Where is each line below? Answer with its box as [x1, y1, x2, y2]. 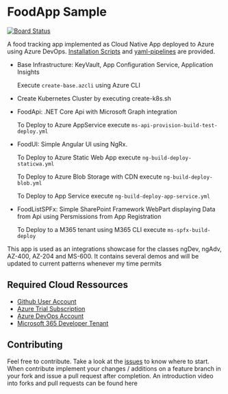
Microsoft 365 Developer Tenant [16, 319, 109, 327]
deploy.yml [16, 128, 49, 135]
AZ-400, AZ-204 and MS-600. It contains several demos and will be [7, 252, 199, 260]
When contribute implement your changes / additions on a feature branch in [7, 364, 221, 373]
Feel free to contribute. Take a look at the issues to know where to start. [7, 357, 210, 365]
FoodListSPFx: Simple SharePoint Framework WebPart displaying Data [16, 205, 216, 213]
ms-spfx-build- [167, 226, 211, 233]
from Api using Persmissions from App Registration [16, 212, 162, 220]
